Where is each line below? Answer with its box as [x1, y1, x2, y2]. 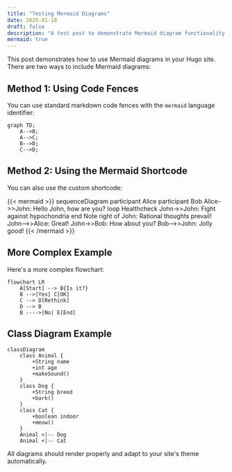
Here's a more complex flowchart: [7, 265, 104, 273]
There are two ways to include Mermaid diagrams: [7, 63, 151, 71]
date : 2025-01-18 [7, 17, 58, 24]
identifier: [7, 108, 35, 117]
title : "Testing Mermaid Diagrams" [7, 10, 110, 17]
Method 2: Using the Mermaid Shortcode [7, 165, 188, 177]
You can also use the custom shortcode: [7, 184, 123, 192]
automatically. [7, 457, 47, 466]
